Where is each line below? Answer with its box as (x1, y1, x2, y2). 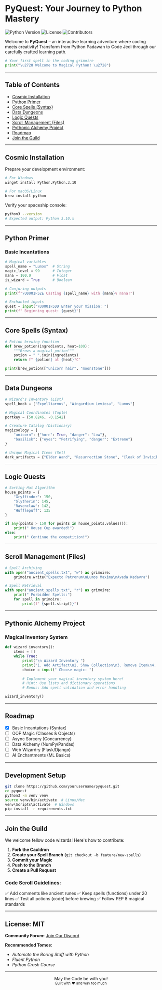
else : (5, 530, 16, 535)
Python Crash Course (12, 962, 55, 968)
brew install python (5, 193, 47, 198)
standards (5, 901, 25, 907)
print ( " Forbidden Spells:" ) (13, 592, 72, 597)
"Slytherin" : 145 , (13, 499, 51, 504)
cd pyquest (5, 788, 27, 793)
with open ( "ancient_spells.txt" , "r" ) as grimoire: (5, 588, 111, 593)
